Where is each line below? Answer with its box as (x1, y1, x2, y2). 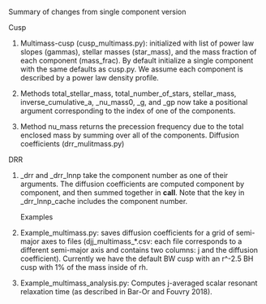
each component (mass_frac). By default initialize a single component (19, 56, 254, 65)
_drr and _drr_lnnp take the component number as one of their (19, 171, 229, 180)
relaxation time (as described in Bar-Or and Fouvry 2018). (19, 287, 212, 296)
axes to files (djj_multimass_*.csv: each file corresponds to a (41, 237, 242, 246)
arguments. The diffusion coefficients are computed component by (19, 179, 245, 189)
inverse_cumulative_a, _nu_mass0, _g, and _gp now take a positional (19, 98, 248, 106)
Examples (19, 212, 54, 222)
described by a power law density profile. (19, 73, 160, 82)
